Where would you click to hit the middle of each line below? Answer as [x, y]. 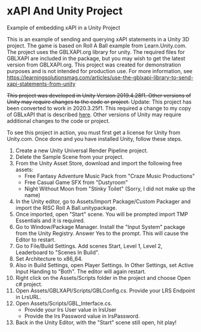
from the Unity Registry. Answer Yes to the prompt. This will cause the [102, 233]
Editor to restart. [36, 239]
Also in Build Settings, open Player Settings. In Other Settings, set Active [104, 265]
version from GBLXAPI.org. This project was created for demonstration [94, 65]
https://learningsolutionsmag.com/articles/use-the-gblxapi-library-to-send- [100, 77]
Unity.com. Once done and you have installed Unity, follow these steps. [95, 138]
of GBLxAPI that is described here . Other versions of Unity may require [94, 114]
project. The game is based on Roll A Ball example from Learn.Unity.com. [97, 46]
